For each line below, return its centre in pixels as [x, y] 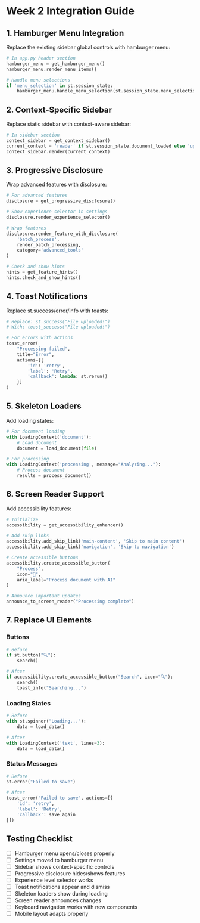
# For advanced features [37, 196]
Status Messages [32, 764]
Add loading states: [30, 420]
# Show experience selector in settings [57, 212]
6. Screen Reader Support [55, 494]
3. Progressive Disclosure [55, 170]
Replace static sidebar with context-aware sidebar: [68, 124]
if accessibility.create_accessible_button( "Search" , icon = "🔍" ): [90, 677]
